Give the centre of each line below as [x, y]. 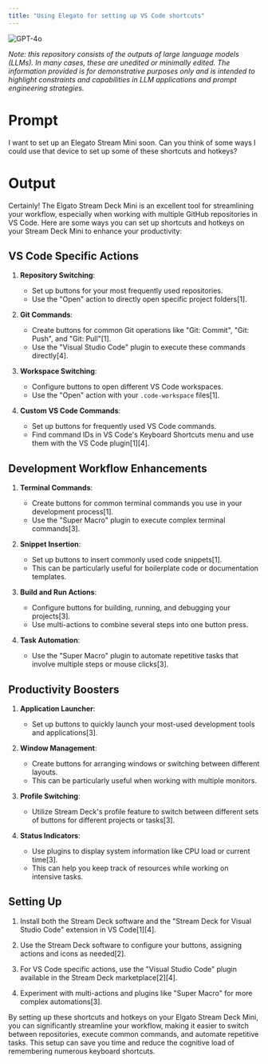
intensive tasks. [57, 876]
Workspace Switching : [58, 371]
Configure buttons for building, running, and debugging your [131, 608]
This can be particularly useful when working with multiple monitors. [144, 780]
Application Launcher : [57, 708]
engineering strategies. [46, 88]
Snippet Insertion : [50, 544]
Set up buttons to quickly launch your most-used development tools [143, 724]
